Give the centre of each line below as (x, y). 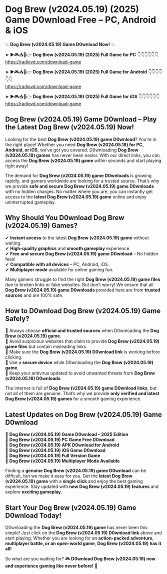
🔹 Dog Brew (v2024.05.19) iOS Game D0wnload (55, 450)
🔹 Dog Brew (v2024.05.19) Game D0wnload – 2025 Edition (67, 434)
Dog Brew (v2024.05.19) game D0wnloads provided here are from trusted (83, 290)
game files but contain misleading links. (46, 346)
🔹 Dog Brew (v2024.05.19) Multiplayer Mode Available (62, 461)
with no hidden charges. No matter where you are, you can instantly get (79, 191)
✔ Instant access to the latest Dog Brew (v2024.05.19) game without (77, 237)
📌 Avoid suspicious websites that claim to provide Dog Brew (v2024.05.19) (82, 341)
